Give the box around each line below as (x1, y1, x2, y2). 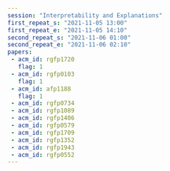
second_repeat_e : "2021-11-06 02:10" (7, 41, 131, 49)
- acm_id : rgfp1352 (10, 136, 76, 144)
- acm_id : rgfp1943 (10, 143, 76, 151)
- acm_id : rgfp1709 (10, 128, 76, 136)
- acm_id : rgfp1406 (10, 114, 76, 122)
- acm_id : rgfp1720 (10, 56, 76, 64)
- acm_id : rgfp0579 (10, 121, 76, 129)
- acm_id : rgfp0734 (10, 99, 76, 107)
